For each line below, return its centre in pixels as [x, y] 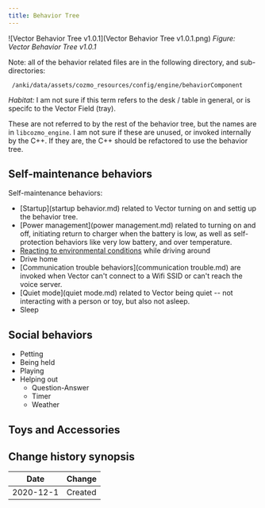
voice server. [41, 285]
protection [36, 242]
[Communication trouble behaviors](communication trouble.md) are [130, 268]
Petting [31, 354]
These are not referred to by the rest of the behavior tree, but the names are [132, 123]
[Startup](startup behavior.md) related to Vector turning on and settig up [138, 208]
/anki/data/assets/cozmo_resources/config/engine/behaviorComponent [127, 85]
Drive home [38, 259]
